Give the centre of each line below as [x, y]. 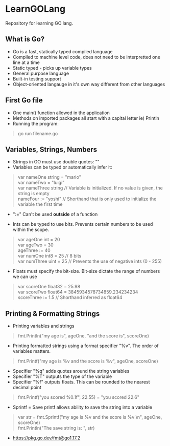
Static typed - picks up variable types [52, 68]
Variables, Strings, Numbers [51, 149]
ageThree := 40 [34, 250]
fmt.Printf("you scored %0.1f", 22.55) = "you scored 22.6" [78, 397]
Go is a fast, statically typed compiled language [63, 51]
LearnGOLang [35, 9]
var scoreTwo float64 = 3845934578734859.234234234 [78, 292]
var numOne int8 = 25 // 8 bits [50, 256]
